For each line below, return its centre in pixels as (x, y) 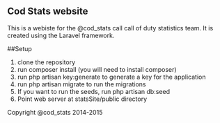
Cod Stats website (48, 11)
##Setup (20, 48)
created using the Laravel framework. (61, 35)
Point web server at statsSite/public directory (82, 99)
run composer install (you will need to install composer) (97, 69)
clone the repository (46, 62)
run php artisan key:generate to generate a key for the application (111, 77)
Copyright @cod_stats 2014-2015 (55, 112)
